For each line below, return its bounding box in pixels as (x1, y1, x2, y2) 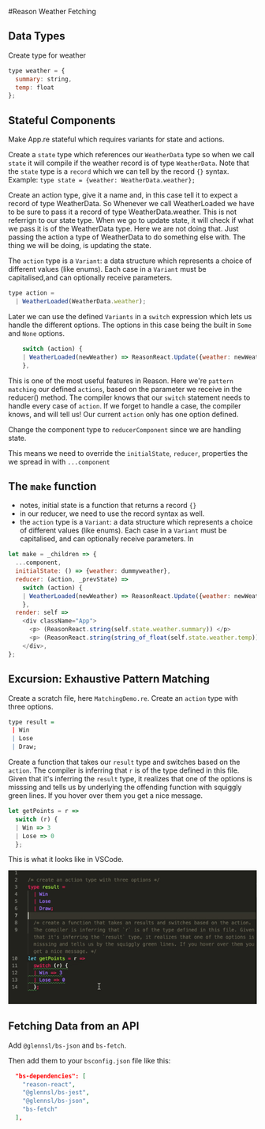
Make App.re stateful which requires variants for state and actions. (8, 134, 225, 145)
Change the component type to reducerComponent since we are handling (8, 424, 241, 434)
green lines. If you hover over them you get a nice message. (8, 791, 203, 800)
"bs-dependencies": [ (15, 1072, 87, 1080)
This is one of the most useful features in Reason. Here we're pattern (8, 375, 234, 386)
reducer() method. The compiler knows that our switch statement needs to (8, 393, 251, 402)
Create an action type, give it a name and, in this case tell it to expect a (8, 190, 238, 200)
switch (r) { (15, 815, 58, 823)
